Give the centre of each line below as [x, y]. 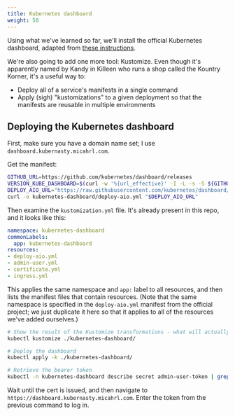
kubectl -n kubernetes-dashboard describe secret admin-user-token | [111, 377]
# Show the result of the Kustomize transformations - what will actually [119, 332]
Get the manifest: [32, 165]
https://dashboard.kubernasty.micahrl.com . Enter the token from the [107, 398]
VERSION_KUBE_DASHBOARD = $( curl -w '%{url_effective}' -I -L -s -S [106, 184]
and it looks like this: [37, 217]
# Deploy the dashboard [42, 351]
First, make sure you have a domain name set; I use [81, 144]
